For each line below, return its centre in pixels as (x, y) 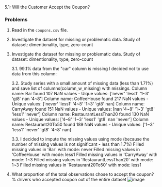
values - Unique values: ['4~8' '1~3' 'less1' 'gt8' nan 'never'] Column (80, 119)
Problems (16, 19)
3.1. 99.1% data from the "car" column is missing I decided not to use (80, 69)
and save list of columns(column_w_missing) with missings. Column (79, 88)
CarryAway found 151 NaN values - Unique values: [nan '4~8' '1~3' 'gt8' (83, 109)
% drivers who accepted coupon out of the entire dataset (69, 180)
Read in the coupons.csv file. (40, 30)
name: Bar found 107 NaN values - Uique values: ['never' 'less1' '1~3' (81, 94)
